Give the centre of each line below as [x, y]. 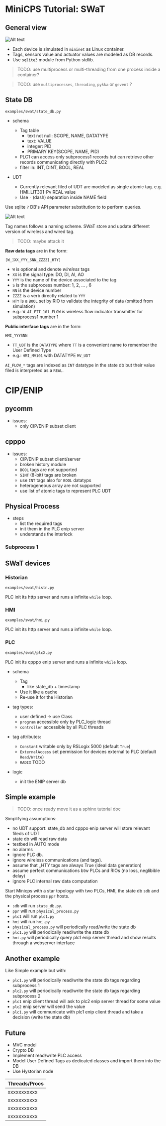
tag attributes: [27, 737]
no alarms [23, 850]
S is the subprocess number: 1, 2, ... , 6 [52, 285]
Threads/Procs [26, 1084]
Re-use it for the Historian [46, 697]
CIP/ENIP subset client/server [50, 459]
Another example [33, 958]
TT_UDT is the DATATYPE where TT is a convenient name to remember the [85, 345]
